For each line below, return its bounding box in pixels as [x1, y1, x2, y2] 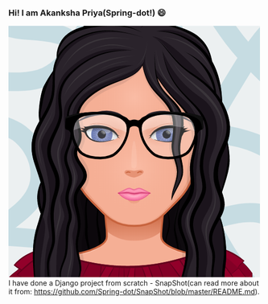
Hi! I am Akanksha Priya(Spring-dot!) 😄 [8, 7, 167, 18]
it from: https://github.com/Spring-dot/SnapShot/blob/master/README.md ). [8, 287, 260, 297]
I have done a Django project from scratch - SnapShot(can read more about [8, 278, 259, 288]
